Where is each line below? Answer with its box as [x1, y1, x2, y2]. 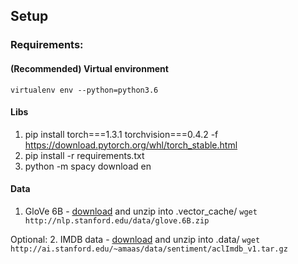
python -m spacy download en [24, 160, 152, 172]
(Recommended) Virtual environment [10, 62, 169, 74]
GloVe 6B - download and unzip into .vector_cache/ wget [24, 205, 258, 217]
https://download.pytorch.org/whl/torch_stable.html [24, 139, 238, 151]
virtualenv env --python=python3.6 [10, 85, 159, 95]
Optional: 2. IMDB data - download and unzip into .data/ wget [10, 233, 261, 245]
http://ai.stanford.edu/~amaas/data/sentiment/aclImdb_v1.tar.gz [10, 244, 288, 254]
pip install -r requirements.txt [24, 149, 145, 161]
